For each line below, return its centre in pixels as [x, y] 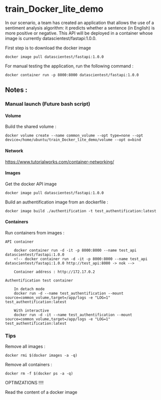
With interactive [32, 311]
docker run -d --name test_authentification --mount [69, 293]
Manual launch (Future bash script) [48, 104]
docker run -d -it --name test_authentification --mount [73, 315]
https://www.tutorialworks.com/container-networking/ [59, 162]
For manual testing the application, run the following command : [69, 66]
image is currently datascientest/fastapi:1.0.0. [51, 38]
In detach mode [29, 289]
